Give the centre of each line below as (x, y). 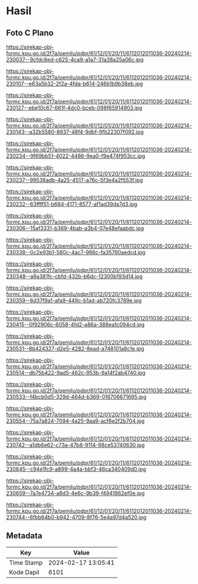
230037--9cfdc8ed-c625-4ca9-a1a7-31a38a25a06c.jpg (75, 60)
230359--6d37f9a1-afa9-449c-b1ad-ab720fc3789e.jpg (74, 300)
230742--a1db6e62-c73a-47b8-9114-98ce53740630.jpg (75, 445)
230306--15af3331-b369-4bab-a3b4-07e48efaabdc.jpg (75, 228)
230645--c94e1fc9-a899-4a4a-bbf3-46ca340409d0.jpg (76, 469)
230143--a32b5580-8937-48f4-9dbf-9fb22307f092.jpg (75, 132)
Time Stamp (26, 563)
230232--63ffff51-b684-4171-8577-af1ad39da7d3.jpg (72, 204)
